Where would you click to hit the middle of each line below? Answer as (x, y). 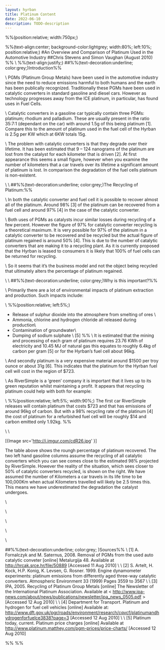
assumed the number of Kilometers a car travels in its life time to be (74, 477)
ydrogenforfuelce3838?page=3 (37, 618)
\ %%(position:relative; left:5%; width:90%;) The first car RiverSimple (76, 401)
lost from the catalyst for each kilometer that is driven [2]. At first (71, 154)
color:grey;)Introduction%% (33, 68)
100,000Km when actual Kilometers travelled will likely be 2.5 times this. (78, 482)
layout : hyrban (21, 10)
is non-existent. (21, 175)
